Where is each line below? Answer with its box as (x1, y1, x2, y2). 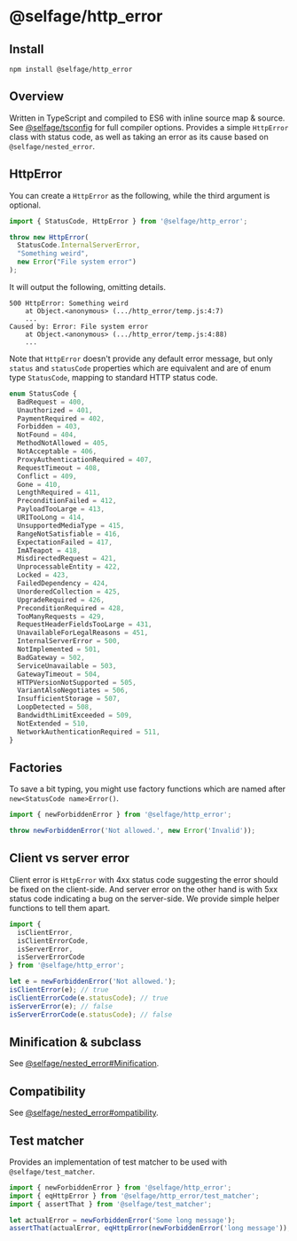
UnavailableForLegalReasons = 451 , (17, 628, 149, 638)
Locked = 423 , (17, 570, 69, 580)
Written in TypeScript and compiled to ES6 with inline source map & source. (9, 113, 285, 123)
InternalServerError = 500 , (17, 637, 121, 646)
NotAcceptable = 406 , (17, 447, 98, 456)
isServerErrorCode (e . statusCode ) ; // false (9, 1009, 173, 1019)
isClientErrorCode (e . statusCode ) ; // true (9, 994, 168, 1002)
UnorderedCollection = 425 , (17, 587, 121, 596)
